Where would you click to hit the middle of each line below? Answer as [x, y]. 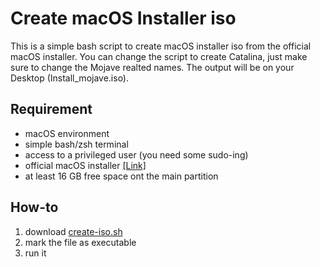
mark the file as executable [80, 242]
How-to [34, 207]
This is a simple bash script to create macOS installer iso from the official [161, 46]
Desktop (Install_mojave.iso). [70, 78]
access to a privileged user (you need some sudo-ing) [136, 154]
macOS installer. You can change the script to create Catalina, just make [159, 56]
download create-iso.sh [73, 231]
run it [35, 253]
